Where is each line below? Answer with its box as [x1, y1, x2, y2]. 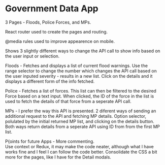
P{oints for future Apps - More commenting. [5, 138, 95, 144]
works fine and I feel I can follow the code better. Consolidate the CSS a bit [5, 149, 158, 155]
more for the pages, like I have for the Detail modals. [5, 154, 112, 160]
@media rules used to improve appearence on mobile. [5, 38, 115, 44]
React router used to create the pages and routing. [5, 29, 108, 34]
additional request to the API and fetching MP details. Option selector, [5, 113, 146, 119]
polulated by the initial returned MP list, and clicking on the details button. [5, 118, 154, 124]
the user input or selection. [5, 53, 60, 59]
